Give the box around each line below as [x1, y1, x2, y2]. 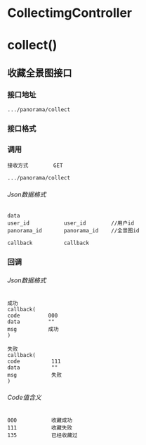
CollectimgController [7, 5, 133, 21]
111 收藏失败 [7, 424, 72, 431]
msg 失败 [7, 371, 62, 378]
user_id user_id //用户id [7, 220, 135, 227]
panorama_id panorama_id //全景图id [7, 227, 140, 234]
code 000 [7, 312, 58, 319]
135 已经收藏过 [7, 432, 78, 439]
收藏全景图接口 [7, 67, 72, 79]
